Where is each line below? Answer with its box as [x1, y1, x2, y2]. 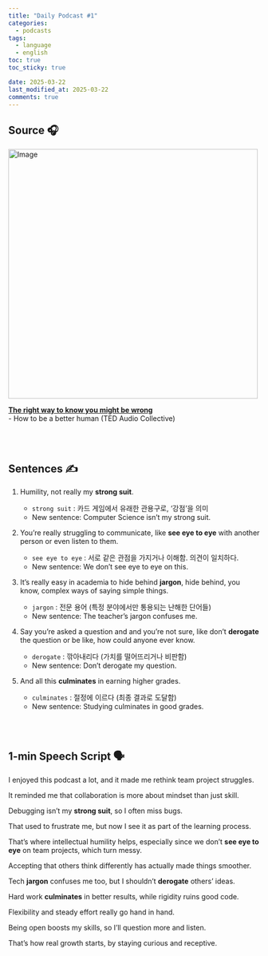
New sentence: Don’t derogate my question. [31, 660, 177, 670]
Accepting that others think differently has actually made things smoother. [8, 860, 252, 871]
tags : [8, 34, 26, 42]
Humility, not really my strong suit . [19, 487, 134, 496]
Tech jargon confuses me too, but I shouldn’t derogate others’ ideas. [8, 876, 235, 886]
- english [15, 49, 48, 57]
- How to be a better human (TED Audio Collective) [8, 414, 175, 423]
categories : [8, 19, 48, 27]
